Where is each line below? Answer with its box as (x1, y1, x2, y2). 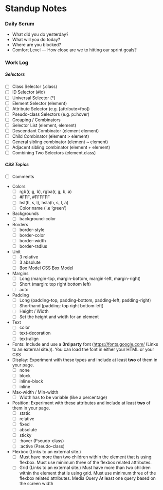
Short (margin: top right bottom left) (19, 281, 91, 287)
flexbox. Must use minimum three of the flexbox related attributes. (19, 460, 152, 466)
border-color (19, 232, 45, 238)
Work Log (5, 59, 29, 66)
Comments (12, 174, 35, 180)
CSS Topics (5, 161, 29, 167)
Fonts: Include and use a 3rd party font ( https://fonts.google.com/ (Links (12, 341, 158, 347)
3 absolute (19, 259, 41, 265)
